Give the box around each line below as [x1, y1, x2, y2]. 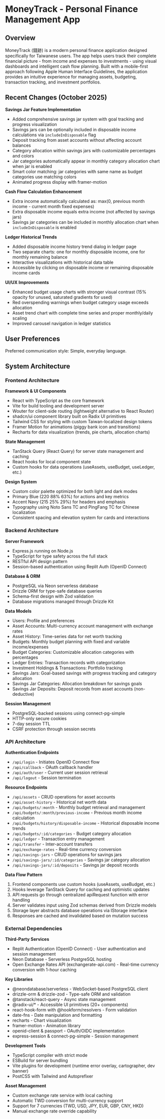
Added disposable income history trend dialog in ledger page [12, 243, 137, 249]
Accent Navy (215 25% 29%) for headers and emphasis [12, 499, 126, 505]
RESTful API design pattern [12, 558, 68, 564]
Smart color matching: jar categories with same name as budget [12, 168, 143, 174]
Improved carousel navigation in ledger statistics [12, 320, 111, 326]
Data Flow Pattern [5, 872, 43, 878]
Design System [5, 479, 37, 485]
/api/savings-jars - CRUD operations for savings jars [12, 851, 122, 857]
